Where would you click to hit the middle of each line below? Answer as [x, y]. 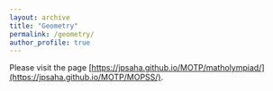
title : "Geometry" [44, 26]
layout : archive [40, 17]
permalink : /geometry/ [52, 34]
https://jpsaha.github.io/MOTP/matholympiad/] [178, 68]
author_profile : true [50, 42]
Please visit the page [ [50, 68]
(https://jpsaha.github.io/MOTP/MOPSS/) [85, 78]
